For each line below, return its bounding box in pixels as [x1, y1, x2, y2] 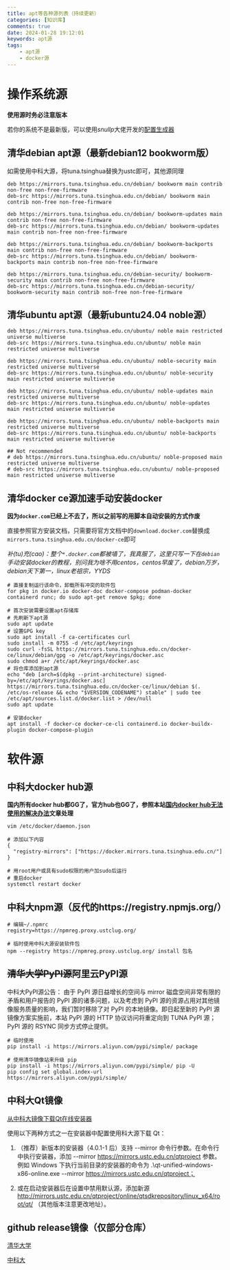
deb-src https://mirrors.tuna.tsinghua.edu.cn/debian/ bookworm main [7, 192, 211, 199]
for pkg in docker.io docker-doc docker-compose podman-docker [7, 588, 192, 595]
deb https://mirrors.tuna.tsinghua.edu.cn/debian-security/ [7, 271, 183, 278]
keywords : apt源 [7, 36, 53, 43]
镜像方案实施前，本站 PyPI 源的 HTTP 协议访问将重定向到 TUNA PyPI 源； [7, 1013, 216, 1021]
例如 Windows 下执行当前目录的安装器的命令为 [16, 1161, 150, 1169]
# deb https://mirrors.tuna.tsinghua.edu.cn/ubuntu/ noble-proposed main [7, 454, 223, 461]
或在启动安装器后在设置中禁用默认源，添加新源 [16, 1183, 150, 1192]
